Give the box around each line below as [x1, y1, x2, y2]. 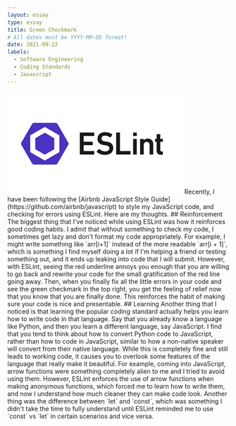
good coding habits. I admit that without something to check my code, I [7, 225, 214, 233]
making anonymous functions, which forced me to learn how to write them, [7, 382, 225, 390]
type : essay [7, 18, 42, 26]
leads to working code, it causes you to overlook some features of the [7, 352, 211, 361]
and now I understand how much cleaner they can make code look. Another [7, 389, 228, 398]
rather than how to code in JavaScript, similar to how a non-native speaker [7, 337, 224, 345]
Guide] [150, 194, 170, 203]
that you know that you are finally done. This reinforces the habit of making [7, 292, 225, 301]
